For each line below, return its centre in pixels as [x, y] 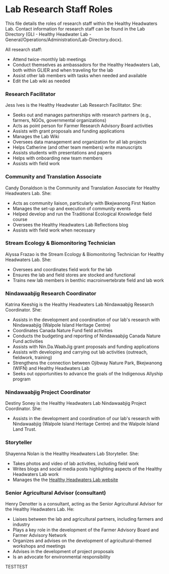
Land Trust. [25, 429]
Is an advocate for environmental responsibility [61, 557]
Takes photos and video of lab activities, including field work [76, 463]
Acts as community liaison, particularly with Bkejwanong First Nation [84, 203]
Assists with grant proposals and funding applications [69, 131]
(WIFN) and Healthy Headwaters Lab [51, 368]
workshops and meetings [39, 546]
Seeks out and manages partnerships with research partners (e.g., [82, 115]
